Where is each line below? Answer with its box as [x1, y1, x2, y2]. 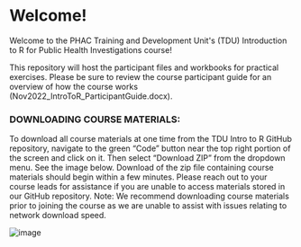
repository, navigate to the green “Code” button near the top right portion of [9, 143, 291, 154]
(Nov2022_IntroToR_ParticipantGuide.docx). [9, 91, 173, 101]
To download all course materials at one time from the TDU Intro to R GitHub [9, 134, 293, 145]
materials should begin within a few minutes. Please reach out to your [9, 172, 268, 182]
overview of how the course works [9, 81, 138, 92]
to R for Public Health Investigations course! [9, 44, 173, 55]
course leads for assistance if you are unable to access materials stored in [9, 181, 286, 192]
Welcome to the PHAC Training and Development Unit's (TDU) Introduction [9, 35, 287, 46]
